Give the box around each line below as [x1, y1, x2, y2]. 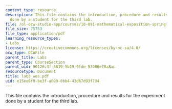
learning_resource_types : [5, 36, 60, 41]
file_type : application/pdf [5, 31, 66, 36]
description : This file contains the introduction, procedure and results [5, 12, 168, 17]
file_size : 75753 [5, 26, 42, 32]
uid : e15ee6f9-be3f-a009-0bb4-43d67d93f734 [5, 78, 100, 84]
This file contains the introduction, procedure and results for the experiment [5, 92, 165, 98]
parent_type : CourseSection [5, 60, 66, 65]
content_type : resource [5, 7, 56, 13]
